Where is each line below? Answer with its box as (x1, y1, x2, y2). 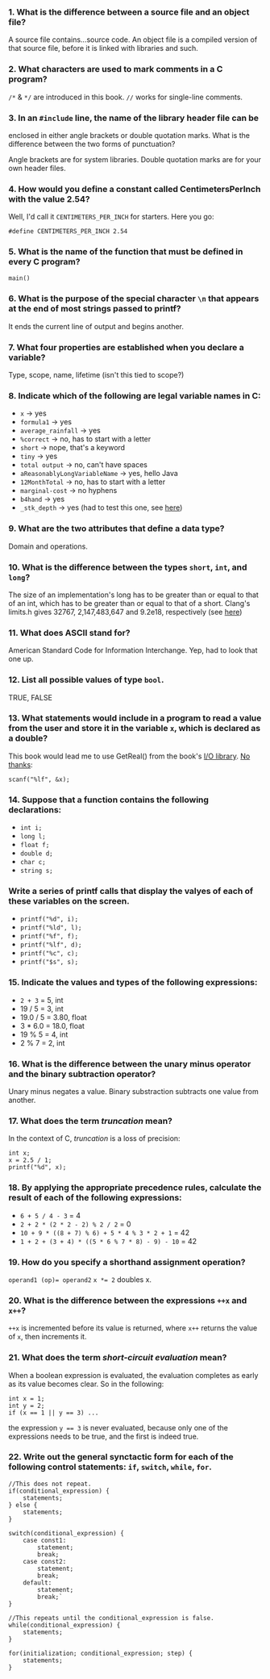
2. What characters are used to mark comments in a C (8, 64, 223, 75)
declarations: (8, 804, 62, 815)
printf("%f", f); (19, 933, 79, 941)
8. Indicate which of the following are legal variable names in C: (8, 391, 261, 401)
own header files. (8, 163, 66, 173)
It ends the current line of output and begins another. (8, 321, 184, 331)
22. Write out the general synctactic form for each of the (8, 1451, 234, 1463)
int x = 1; (8, 1394, 45, 1402)
